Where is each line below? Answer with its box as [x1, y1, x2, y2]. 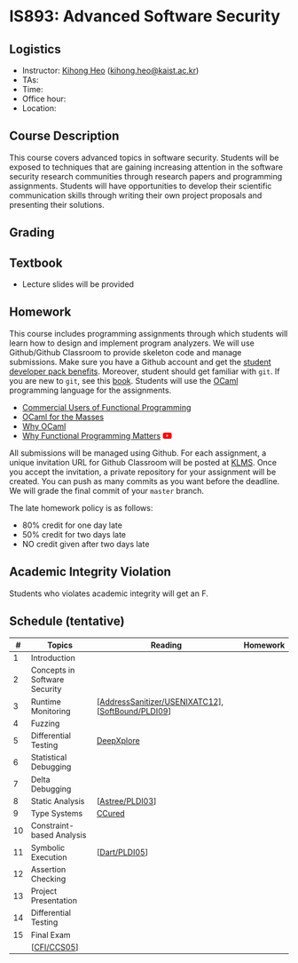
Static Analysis [30, 795, 85, 806]
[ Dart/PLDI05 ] [96, 847, 149, 858]
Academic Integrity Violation [9, 564, 171, 579]
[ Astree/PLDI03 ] [96, 795, 157, 806]
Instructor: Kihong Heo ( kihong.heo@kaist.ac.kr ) [21, 65, 200, 76]
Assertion [30, 864, 67, 874]
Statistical [30, 752, 67, 763]
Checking [30, 873, 67, 884]
